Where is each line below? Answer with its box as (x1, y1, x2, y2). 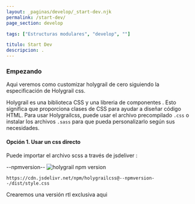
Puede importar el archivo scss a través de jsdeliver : (6, 152, 138, 159)
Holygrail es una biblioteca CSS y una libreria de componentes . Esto (6, 99, 176, 106)
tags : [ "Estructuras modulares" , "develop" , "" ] (6, 31, 131, 37)
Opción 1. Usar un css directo (6, 138, 81, 145)
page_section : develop (6, 20, 63, 26)
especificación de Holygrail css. (6, 87, 86, 94)
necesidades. (6, 125, 40, 132)
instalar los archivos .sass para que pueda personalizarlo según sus (6, 118, 175, 125)
